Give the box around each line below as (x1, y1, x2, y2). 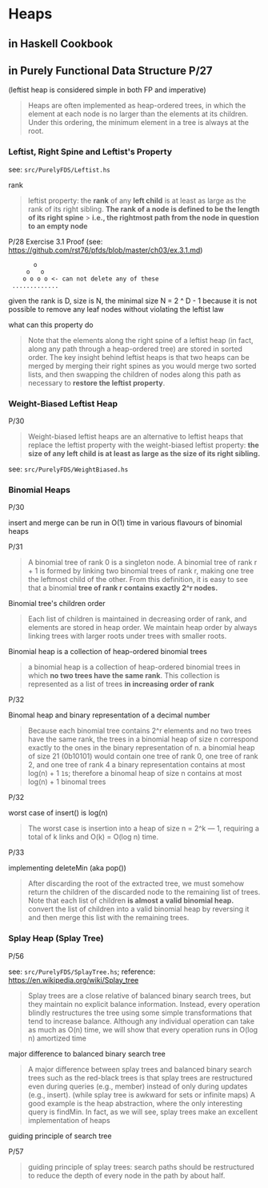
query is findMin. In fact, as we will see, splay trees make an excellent (27, 1107, 258, 1117)
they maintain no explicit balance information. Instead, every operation (27, 999, 261, 1008)
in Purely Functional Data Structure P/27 (8, 63, 214, 77)
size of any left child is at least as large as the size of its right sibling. (27, 448, 261, 458)
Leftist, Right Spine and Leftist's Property (8, 146, 172, 157)
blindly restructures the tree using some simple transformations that (27, 1008, 252, 1017)
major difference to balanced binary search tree (8, 1049, 166, 1058)
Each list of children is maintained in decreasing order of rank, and (27, 614, 247, 624)
